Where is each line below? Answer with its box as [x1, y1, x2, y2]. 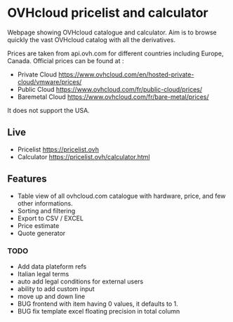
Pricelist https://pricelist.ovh [17, 145, 100, 154]
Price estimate [17, 221, 60, 229]
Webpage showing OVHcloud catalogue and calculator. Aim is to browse [7, 28, 217, 36]
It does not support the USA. [7, 106, 90, 114]
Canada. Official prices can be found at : [7, 56, 124, 65]
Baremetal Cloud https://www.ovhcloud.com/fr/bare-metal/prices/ [17, 93, 209, 101]
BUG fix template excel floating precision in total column [17, 307, 180, 315]
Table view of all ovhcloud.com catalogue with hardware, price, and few [17, 192, 226, 200]
